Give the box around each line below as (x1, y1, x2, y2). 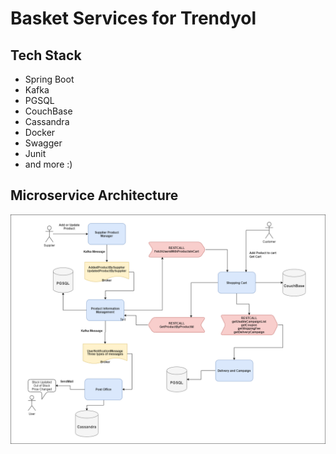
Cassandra (24, 116, 70, 127)
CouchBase (24, 105, 73, 117)
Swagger (24, 137, 63, 149)
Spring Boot (24, 73, 75, 85)
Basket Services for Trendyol (10, 7, 257, 30)
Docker (24, 127, 56, 138)
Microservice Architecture (10, 187, 179, 204)
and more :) (24, 158, 73, 170)
